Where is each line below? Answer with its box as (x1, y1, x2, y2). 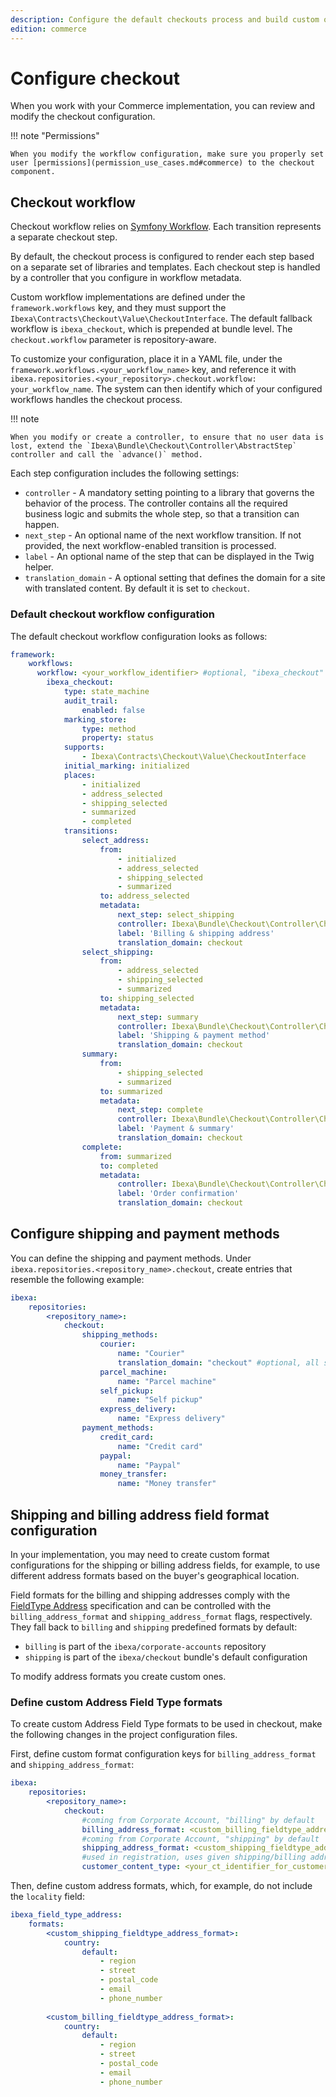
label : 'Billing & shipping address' (117, 928, 275, 938)
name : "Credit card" (117, 1441, 203, 1451)
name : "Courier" (117, 1349, 186, 1359)
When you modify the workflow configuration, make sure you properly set (10, 149, 325, 160)
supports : (63, 742, 105, 753)
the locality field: (10, 1891, 85, 1903)
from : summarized (99, 1151, 172, 1161)
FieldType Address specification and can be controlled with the (10, 1600, 272, 1612)
